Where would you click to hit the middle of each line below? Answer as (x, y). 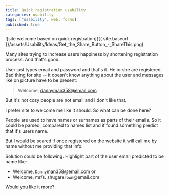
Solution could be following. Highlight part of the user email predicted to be (84, 156)
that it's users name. (27, 131)
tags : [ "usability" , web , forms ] (41, 19)
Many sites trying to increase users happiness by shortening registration (82, 54)
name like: (16, 162)
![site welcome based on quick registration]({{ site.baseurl (67, 39)
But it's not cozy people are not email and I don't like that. (66, 100)
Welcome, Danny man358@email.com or (54, 171)
